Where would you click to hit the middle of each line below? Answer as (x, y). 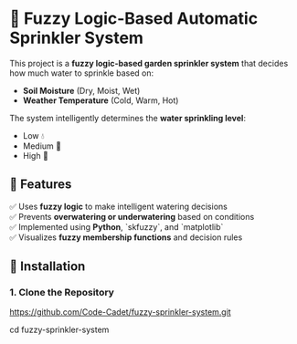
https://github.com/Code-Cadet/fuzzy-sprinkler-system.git (120, 312)
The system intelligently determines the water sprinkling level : (128, 118)
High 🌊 (35, 155)
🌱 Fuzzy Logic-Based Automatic (134, 19)
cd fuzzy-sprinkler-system (59, 330)
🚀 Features (41, 185)
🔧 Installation (48, 267)
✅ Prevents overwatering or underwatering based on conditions (132, 216)
